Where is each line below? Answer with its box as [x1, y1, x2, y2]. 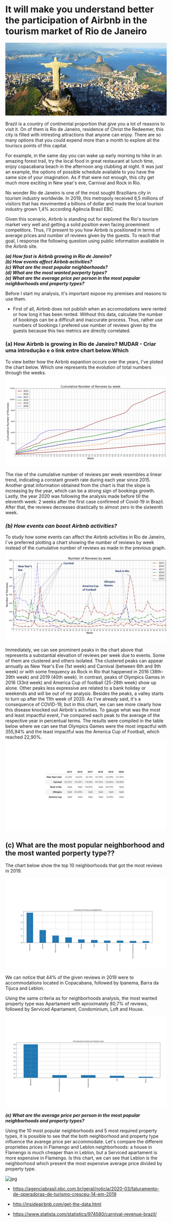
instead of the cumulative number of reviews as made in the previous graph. [5, 545, 166, 551]
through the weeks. [5, 370, 46, 376]
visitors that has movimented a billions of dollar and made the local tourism [5, 201, 163, 207]
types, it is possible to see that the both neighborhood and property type [5, 1133, 159, 1139]
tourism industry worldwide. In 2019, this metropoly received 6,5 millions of [5, 195, 164, 201]
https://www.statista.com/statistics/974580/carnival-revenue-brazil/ [12, 1211, 157, 1217]
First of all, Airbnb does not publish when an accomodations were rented [12, 306, 166, 312]
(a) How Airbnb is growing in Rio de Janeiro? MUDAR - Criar [5, 340, 156, 347]
